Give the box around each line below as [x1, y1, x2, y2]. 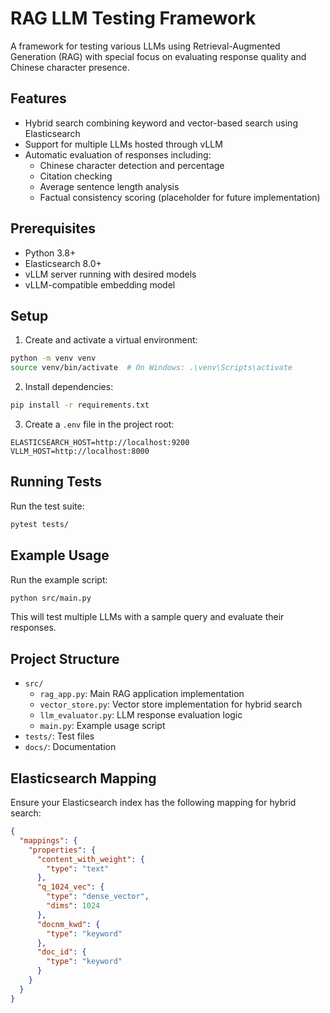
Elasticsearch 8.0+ [24, 257, 102, 269]
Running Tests [10, 473, 102, 491]
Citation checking [39, 170, 113, 182]
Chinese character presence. [10, 61, 130, 73]
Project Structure [10, 650, 120, 667]
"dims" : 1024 [46, 901, 101, 911]
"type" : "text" [46, 863, 110, 874]
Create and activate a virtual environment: [24, 334, 198, 346]
